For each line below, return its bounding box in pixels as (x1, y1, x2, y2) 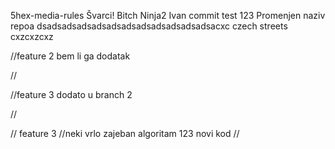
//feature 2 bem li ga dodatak (10, 50, 131, 62)
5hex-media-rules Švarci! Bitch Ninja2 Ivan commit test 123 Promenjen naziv (10, 10, 326, 21)
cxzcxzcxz (10, 31, 54, 42)
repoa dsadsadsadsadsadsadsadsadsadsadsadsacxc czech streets (10, 20, 288, 32)
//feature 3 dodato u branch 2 (10, 89, 133, 100)
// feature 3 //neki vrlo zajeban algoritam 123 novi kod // (10, 128, 240, 139)
